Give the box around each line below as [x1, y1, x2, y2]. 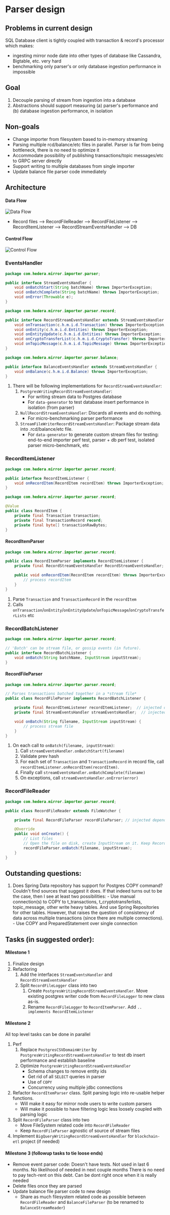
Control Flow [5, 235, 33, 242]
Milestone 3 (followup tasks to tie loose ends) [5, 1150, 103, 1156]
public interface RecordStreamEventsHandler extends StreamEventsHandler [5, 317, 164, 322]
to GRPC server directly [12, 158, 62, 164]
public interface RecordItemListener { [5, 476, 90, 481]
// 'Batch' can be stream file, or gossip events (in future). [5, 645, 142, 650]
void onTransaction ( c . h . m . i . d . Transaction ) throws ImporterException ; [14, 322, 166, 328]
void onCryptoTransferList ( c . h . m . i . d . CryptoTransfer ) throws [14, 337, 146, 342]
